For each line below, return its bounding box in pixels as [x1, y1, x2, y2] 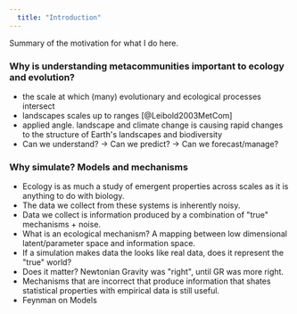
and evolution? [9, 70, 76, 83]
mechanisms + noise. [21, 219, 101, 230]
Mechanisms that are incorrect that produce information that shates [21, 276, 271, 286]
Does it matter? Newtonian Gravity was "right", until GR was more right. [21, 267, 284, 277]
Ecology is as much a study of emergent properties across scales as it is [21, 181, 289, 192]
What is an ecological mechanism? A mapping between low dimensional [21, 228, 288, 239]
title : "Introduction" [17, 12, 102, 22]
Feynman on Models [21, 295, 98, 306]
